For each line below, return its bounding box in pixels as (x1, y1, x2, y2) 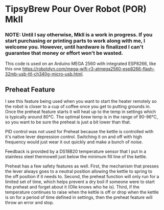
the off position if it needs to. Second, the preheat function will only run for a (5, 174, 159, 180)
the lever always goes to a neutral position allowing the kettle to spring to (5, 168, 153, 174)
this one (5, 66, 22, 72)
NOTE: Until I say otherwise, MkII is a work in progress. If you (5, 31, 153, 38)
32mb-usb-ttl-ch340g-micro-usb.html (5, 71, 83, 77)
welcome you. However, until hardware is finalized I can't (5, 44, 143, 50)
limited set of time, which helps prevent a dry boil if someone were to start (5, 179, 155, 185)
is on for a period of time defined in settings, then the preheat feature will (5, 194, 153, 200)
